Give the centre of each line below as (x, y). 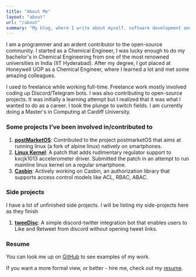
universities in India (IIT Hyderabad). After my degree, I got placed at (88, 63)
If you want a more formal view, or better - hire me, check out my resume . (95, 268)
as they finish (22, 211)
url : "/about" (23, 22)
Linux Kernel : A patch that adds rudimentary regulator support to (93, 152)
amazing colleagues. (31, 76)
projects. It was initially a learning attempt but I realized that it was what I (93, 100)
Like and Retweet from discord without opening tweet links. (86, 228)
